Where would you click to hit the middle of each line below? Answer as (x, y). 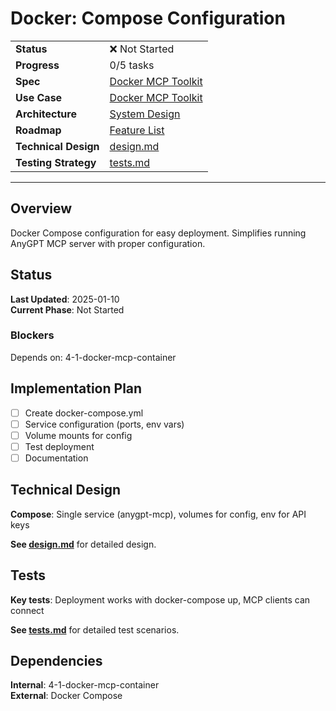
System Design (145, 114)
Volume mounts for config (78, 435)
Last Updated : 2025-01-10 (65, 299)
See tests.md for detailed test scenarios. (95, 629)
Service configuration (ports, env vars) (104, 424)
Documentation (56, 458)
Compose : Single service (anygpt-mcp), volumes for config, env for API (158, 514)
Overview (41, 208)
